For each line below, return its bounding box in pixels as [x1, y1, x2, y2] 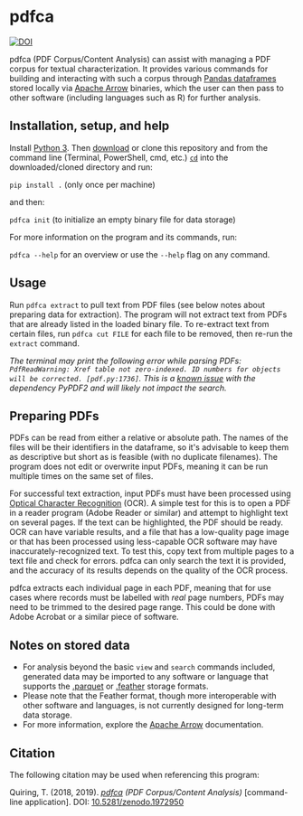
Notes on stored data [9, 637, 130, 652]
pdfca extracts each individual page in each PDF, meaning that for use [9, 583, 271, 594]
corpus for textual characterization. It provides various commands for [9, 63, 269, 74]
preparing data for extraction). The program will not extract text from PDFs [9, 309, 288, 320]
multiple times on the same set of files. [9, 471, 154, 482]
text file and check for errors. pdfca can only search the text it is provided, [9, 556, 287, 567]
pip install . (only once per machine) [9, 179, 156, 190]
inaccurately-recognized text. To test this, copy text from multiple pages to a [9, 546, 295, 557]
